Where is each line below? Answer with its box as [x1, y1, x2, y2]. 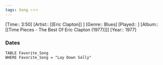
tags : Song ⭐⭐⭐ [5, 7, 38, 13]
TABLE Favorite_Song [5, 50, 49, 55]
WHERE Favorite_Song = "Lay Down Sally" [5, 55, 92, 60]
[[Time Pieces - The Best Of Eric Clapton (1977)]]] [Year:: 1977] [5, 26, 137, 33]
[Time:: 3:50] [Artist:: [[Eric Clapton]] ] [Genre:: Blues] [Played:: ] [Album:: [5, 21, 158, 27]
